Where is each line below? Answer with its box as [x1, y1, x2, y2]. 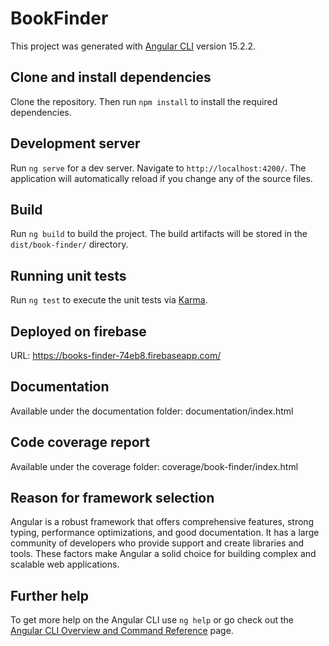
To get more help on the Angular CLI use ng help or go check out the [10, 614, 294, 626]
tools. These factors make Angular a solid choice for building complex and [10, 548, 317, 560]
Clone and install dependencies [10, 69, 212, 86]
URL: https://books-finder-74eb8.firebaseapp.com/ [10, 350, 222, 361]
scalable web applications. [10, 558, 120, 571]
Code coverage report [10, 434, 151, 451]
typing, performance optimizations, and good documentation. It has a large [10, 527, 320, 539]
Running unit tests [10, 267, 127, 284]
